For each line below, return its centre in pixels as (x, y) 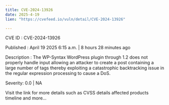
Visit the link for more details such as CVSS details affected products (77, 93)
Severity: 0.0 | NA (24, 83)
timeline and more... (26, 98)
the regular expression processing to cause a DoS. (58, 73)
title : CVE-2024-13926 (29, 10)
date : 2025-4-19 (22, 15)
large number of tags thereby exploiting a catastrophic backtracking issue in (85, 68)
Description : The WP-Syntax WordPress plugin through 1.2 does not (77, 57)
